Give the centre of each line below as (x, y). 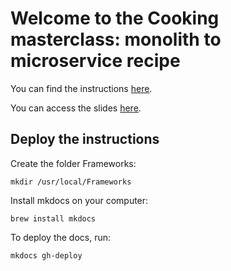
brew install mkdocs (53, 218)
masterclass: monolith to (116, 39)
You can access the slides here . (76, 108)
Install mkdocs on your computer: (79, 200)
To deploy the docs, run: (61, 237)
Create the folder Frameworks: (73, 163)
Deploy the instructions (85, 139)
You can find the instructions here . (81, 88)
